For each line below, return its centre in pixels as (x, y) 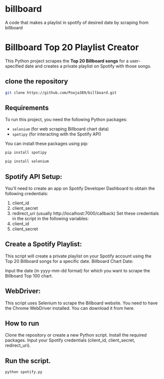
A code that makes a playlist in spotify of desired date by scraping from (77, 22)
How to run (22, 323)
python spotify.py (24, 372)
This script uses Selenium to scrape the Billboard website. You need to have (81, 303)
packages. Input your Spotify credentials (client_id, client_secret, (70, 340)
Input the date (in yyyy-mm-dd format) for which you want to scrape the (78, 270)
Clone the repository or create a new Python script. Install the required (76, 335)
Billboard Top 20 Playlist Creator (72, 48)
